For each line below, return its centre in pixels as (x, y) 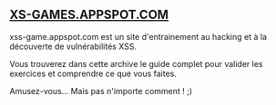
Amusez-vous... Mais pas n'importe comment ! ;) (101, 91)
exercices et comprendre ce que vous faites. (93, 73)
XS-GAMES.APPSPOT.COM (89, 15)
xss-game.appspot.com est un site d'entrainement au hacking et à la (138, 36)
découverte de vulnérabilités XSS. (73, 46)
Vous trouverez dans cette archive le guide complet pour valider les (136, 63)
